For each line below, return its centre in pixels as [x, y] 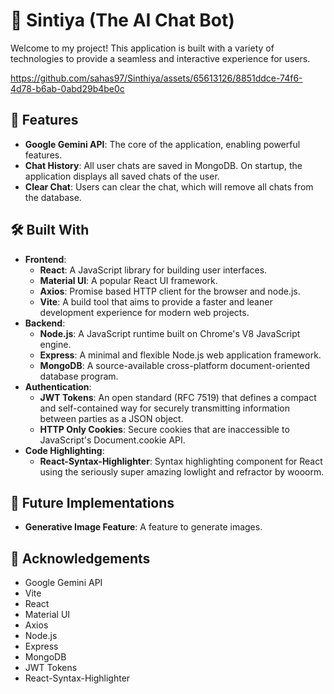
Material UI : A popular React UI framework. [128, 280]
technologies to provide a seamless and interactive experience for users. [160, 58]
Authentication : [58, 386]
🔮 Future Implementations [92, 502]
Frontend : [45, 259]
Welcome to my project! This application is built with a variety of [142, 48]
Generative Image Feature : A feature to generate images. [143, 527]
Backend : [45, 323]
